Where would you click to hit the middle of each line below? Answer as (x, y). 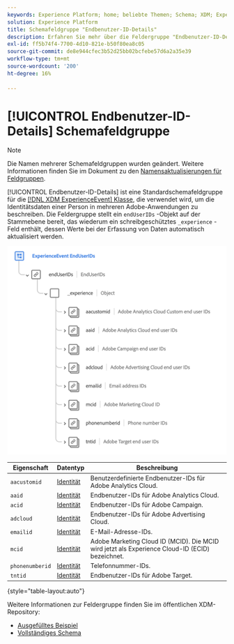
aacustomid (26, 482)
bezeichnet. (107, 556)
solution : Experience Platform (53, 22)
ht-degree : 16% (29, 73)
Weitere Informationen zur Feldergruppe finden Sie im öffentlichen (102, 604)
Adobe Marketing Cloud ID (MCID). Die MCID (155, 541)
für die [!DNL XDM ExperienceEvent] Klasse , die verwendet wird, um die (111, 199)
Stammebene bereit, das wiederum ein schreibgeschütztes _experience (110, 222)
